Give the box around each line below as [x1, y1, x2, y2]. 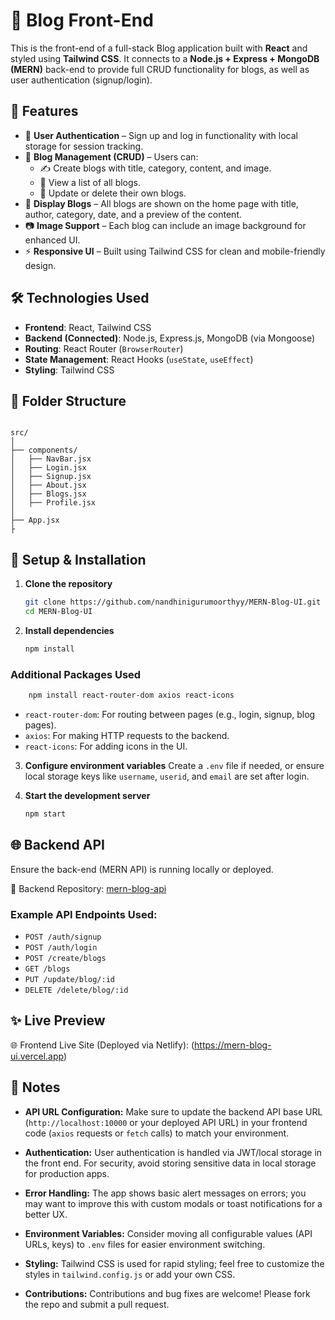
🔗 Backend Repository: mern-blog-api [10, 882, 167, 894]
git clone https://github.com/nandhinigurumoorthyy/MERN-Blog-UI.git [24, 597, 322, 608]
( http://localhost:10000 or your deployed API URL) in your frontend [24, 1116, 308, 1128]
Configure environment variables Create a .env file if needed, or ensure [24, 759, 325, 771]
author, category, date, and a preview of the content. [24, 208, 242, 220]
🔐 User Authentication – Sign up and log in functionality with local [24, 129, 298, 141]
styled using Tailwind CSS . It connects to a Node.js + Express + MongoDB [10, 52, 320, 64]
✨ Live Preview [10, 1012, 106, 1029]
